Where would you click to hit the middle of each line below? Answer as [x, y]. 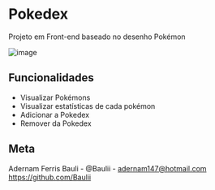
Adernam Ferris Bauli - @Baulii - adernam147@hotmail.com [107, 168]
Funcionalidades [52, 78]
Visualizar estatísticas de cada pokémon [88, 106]
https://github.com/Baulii [50, 177]
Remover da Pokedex [56, 123]
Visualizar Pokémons [55, 97]
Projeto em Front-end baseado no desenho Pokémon [97, 37]
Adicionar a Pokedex [55, 114]
